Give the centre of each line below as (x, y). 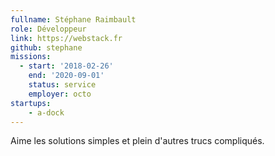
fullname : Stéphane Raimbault (73, 19)
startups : (31, 103)
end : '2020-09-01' (66, 76)
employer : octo (60, 94)
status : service (62, 85)
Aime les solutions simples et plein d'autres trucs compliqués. (137, 141)
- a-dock (46, 112)
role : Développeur (48, 29)
